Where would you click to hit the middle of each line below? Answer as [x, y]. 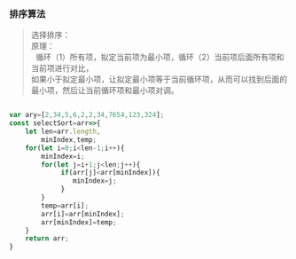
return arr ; [47, 239]
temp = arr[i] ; [65, 206]
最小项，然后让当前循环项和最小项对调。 [105, 90]
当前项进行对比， [62, 68]
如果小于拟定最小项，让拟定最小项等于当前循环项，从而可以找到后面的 [159, 79]
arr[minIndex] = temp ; [79, 222]
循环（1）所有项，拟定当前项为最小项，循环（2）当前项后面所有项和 [160, 57]
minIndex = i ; [63, 156]
